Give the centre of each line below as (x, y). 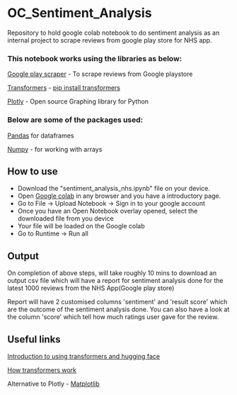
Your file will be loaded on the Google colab (81, 226)
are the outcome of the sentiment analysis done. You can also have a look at (118, 309)
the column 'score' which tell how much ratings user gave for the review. (113, 317)
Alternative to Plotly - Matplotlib (54, 384)
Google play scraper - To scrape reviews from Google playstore (100, 74)
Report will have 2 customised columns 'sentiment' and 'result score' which (117, 302)
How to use (33, 171)
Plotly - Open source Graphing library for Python (78, 101)
